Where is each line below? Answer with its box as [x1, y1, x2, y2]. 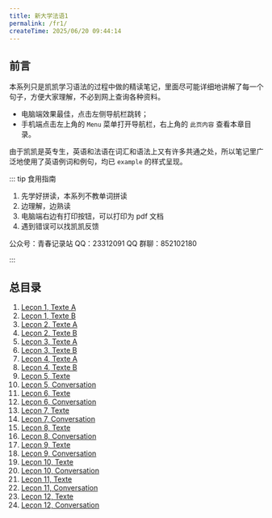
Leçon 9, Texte [20, 440, 71, 449]
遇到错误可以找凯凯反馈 [20, 222, 99, 231]
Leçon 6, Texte [20, 388, 71, 397]
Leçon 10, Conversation [20, 466, 100, 475]
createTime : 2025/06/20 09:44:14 [9, 27, 122, 35]
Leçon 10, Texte [20, 457, 73, 466]
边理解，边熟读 [20, 202, 71, 211]
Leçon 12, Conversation [20, 500, 100, 510]
